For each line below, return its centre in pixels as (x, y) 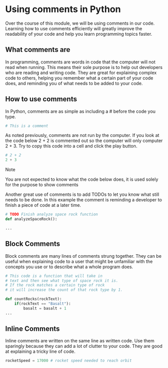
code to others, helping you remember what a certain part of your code (79, 78)
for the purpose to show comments (42, 185)
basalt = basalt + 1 (45, 308)
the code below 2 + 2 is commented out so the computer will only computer (84, 141)
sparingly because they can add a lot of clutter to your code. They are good (84, 346)
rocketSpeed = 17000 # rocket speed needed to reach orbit (69, 361)
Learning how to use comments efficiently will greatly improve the (74, 28)
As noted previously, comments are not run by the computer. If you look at (82, 135)
